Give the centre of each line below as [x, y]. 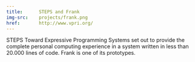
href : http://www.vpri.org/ [50, 23]
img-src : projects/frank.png [47, 17]
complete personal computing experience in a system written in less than [97, 46]
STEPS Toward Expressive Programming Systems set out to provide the [95, 40]
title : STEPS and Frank [43, 12]
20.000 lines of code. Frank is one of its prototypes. [71, 53]
